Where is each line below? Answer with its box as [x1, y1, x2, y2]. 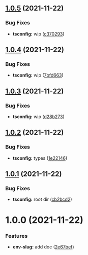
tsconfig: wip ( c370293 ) [12, 30, 65, 37]
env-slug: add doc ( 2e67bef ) [12, 243, 75, 250]
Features [5, 232, 28, 239]
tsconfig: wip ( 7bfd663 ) [12, 72, 64, 78]
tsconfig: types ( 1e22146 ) [12, 155, 68, 161]
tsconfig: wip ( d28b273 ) [12, 114, 65, 120]
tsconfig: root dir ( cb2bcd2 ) [12, 196, 72, 202]
